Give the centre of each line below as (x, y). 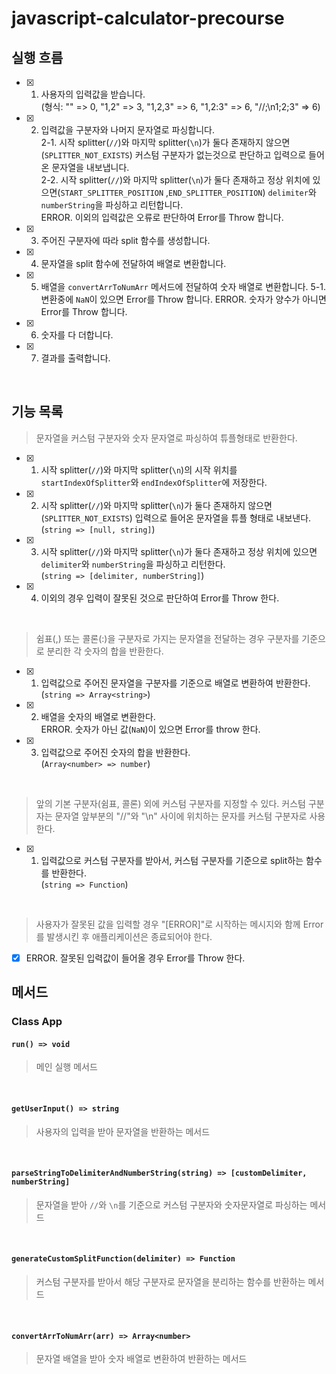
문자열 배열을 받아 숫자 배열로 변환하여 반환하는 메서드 (141, 1359)
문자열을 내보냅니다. (90, 167)
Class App (37, 1022)
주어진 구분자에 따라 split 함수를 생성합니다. (125, 240)
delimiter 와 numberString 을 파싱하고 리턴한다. (133, 564)
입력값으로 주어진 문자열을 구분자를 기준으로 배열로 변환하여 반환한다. (175, 683)
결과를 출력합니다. (75, 358)
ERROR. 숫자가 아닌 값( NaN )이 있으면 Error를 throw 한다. (150, 729)
